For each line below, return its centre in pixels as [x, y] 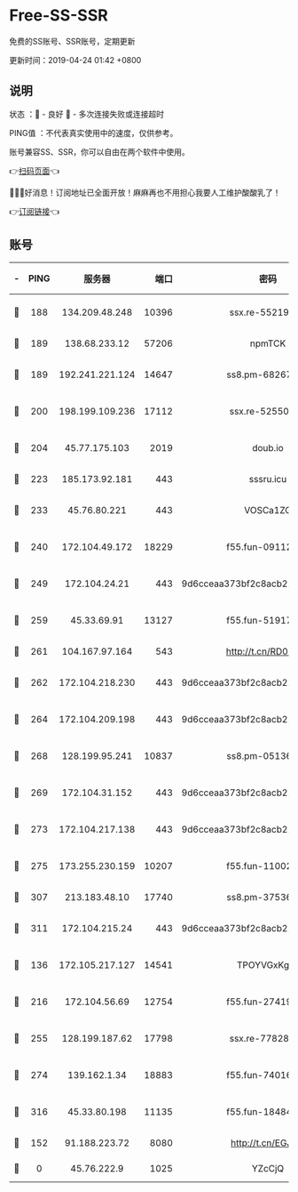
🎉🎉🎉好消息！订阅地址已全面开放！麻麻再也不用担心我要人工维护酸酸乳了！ [145, 192]
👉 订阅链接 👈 [35, 211]
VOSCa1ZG [268, 510]
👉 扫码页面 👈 [35, 171]
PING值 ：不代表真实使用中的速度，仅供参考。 [94, 133]
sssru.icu [268, 479]
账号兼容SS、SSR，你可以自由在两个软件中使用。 [99, 151]
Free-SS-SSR [59, 16]
